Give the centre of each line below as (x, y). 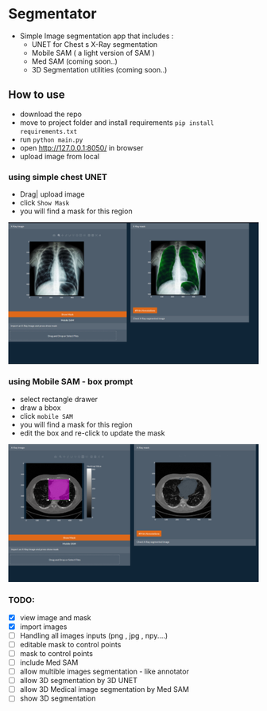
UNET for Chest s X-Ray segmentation (95, 44)
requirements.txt (48, 131)
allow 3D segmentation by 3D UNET (78, 681)
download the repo (50, 114)
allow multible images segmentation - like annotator (104, 672)
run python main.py (51, 139)
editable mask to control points (70, 644)
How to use (37, 95)
